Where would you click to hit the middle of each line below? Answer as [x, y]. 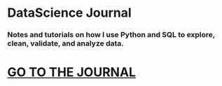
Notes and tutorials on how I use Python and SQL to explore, [111, 35]
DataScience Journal [69, 13]
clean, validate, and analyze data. [65, 43]
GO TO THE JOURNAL [72, 72]
